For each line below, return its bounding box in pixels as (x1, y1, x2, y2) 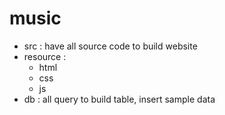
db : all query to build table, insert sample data (23, 93, 216, 105)
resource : (23, 50, 67, 62)
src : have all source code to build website (23, 40, 198, 52)
